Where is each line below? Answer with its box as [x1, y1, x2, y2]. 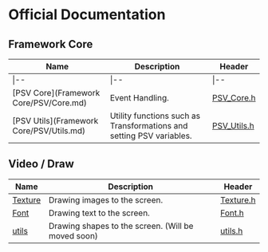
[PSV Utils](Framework [12, 116, 99, 126]
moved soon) [48, 230, 98, 241]
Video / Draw [8, 157, 74, 171]
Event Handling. [109, 93, 169, 103]
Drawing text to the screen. [48, 207, 150, 219]
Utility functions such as [109, 110, 201, 121]
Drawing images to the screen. [48, 194, 164, 205]
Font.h [220, 207, 245, 219]
